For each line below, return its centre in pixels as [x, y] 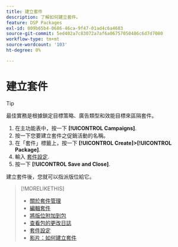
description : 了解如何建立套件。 [44, 17]
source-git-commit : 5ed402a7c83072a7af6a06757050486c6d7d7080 [85, 34]
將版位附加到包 [48, 215]
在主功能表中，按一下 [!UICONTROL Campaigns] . [76, 128]
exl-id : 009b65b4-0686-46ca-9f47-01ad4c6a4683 [65, 28]
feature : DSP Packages [34, 23]
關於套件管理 [45, 201]
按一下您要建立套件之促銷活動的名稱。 [61, 135]
